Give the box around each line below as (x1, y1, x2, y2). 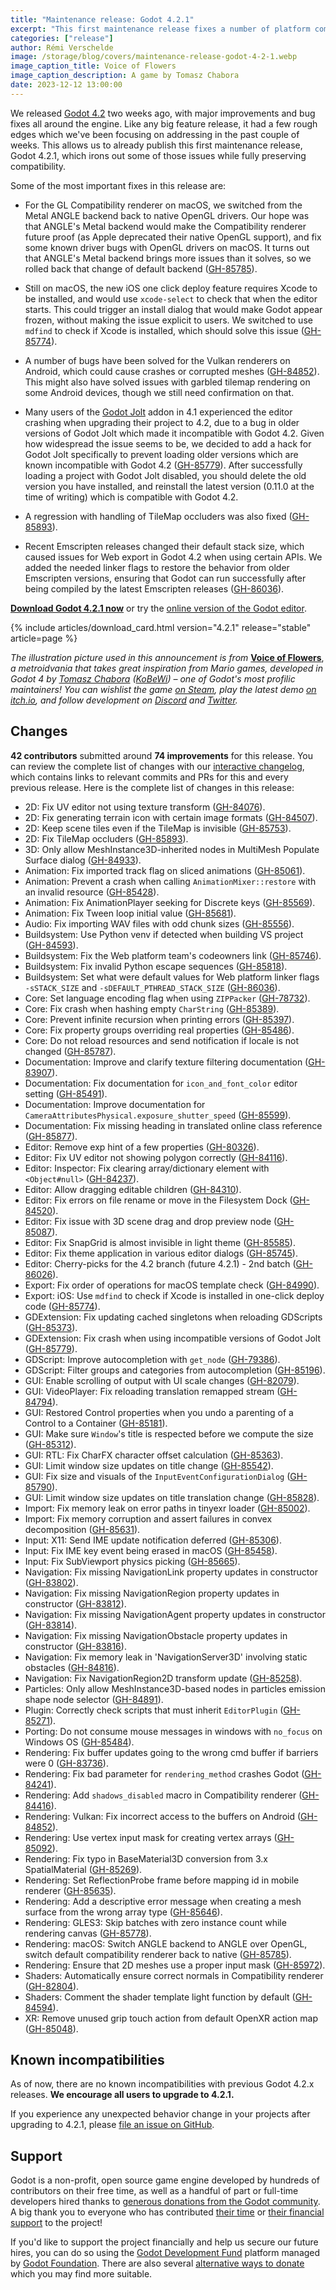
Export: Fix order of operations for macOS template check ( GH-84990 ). (24, 1279, 320, 1291)
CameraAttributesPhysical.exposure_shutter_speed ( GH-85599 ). (24, 1109, 292, 1121)
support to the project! (10, 2217, 103, 2229)
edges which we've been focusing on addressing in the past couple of (10, 128, 300, 140)
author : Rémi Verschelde (10, 42, 114, 53)
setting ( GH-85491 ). (24, 1087, 108, 1100)
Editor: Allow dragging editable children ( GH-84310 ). (24, 1183, 242, 1195)
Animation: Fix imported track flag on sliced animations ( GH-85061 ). (24, 864, 306, 876)
